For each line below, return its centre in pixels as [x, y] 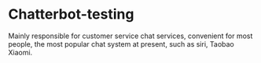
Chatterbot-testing [71, 14]
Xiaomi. [20, 52]
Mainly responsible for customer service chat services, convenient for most [130, 36]
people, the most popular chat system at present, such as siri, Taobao [121, 44]
